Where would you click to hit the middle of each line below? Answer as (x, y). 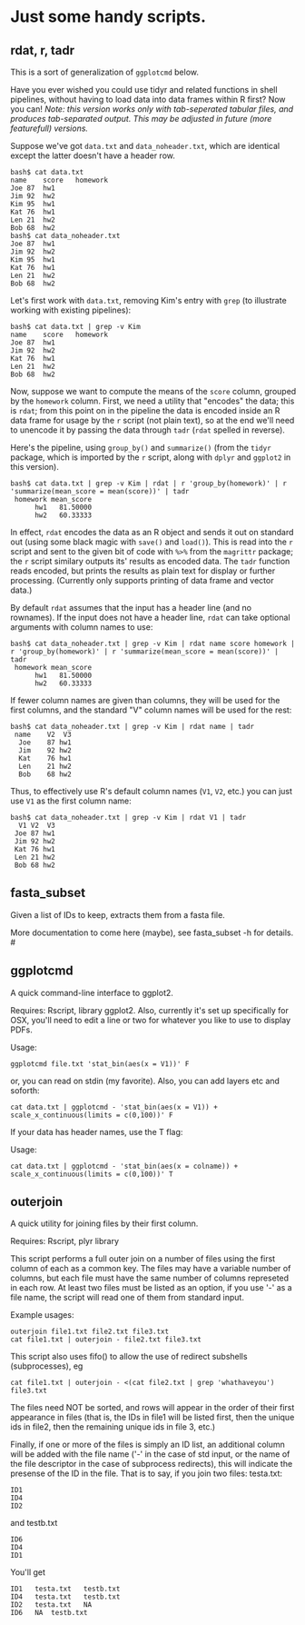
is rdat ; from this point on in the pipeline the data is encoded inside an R (145, 410)
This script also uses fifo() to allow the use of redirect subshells (129, 1357)
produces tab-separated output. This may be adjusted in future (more (141, 119)
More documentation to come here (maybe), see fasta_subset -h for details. (152, 932)
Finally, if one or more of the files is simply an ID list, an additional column (148, 1445)
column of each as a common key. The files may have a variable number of (151, 1269)
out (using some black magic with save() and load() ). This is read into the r (152, 542)
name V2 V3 (43, 734)
